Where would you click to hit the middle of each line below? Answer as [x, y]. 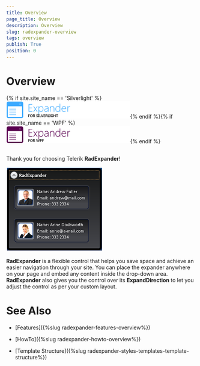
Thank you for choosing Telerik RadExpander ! [63, 159]
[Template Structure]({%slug [50, 351]
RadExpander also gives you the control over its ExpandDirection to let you [100, 281]
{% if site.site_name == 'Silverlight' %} [54, 98]
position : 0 [21, 51]
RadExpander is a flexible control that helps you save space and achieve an [100, 261]
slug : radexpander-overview [41, 32]
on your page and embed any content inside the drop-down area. [87, 274]
